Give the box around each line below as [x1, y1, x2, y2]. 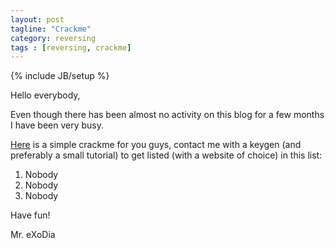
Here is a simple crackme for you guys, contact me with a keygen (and [10, 139, 302, 151]
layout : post [10, 14, 65, 25]
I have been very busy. [10, 119, 105, 131]
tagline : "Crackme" [10, 24, 92, 34]
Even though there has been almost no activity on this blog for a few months [10, 109, 325, 121]
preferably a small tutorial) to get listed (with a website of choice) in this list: [10, 149, 323, 161]
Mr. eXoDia [10, 229, 56, 241]
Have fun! [10, 209, 51, 221]
